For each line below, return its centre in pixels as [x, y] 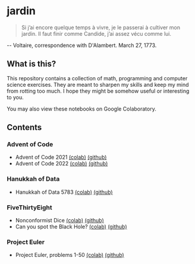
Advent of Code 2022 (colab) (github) [62, 164]
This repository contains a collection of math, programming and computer [97, 78]
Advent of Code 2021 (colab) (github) [61, 157]
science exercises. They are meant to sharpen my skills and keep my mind [98, 84]
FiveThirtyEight [29, 208]
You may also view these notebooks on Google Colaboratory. [81, 109]
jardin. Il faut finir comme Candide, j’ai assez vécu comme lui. [96, 33]
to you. [15, 97]
